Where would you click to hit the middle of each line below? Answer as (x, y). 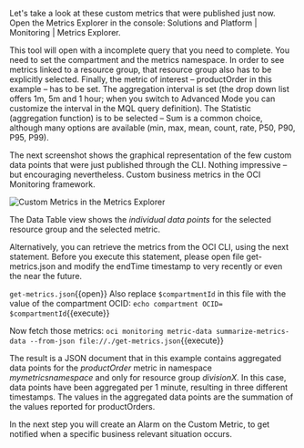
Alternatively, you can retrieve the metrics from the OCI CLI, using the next (149, 247)
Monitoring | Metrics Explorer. (65, 32)
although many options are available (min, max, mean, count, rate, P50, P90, (152, 128)
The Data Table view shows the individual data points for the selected (140, 219)
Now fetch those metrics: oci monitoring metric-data (111, 331)
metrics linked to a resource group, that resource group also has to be (141, 69)
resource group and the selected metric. (85, 229)
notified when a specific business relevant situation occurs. (121, 434)
